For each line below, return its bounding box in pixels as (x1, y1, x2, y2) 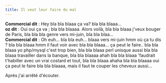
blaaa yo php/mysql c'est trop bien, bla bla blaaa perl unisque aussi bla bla (5, 47, 158, 53)
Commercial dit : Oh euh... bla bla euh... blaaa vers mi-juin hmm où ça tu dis (5, 37, 162, 42)
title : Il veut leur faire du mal (5, 7, 77, 12)
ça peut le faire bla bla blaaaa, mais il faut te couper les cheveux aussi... (5, 63, 153, 69)
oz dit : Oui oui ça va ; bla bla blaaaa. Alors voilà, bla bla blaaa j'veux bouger (5, 26, 161, 32)
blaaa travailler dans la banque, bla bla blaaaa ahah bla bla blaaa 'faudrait (5, 52, 156, 58)
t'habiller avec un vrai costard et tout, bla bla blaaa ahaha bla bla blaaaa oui (5, 57, 160, 63)
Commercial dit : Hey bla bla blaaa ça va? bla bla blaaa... (5, 21, 122, 27)
